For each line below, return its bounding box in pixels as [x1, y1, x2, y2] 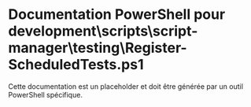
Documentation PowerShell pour [8, 6, 226, 24]
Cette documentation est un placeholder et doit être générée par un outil [8, 81, 244, 91]
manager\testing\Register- [8, 39, 187, 57]
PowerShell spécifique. [8, 90, 83, 99]
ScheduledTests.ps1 [8, 56, 144, 74]
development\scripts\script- [8, 22, 198, 40]
